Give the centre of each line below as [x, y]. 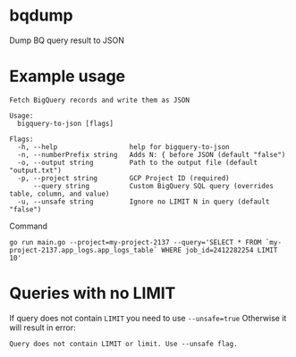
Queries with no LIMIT [93, 293]
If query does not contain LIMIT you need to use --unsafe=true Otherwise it [148, 318]
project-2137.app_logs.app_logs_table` [84, 250]
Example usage [68, 76]
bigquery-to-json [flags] [66, 123]
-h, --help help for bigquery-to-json [123, 147]
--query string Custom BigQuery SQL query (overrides [153, 186]
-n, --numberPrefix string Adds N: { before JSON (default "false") [152, 154]
